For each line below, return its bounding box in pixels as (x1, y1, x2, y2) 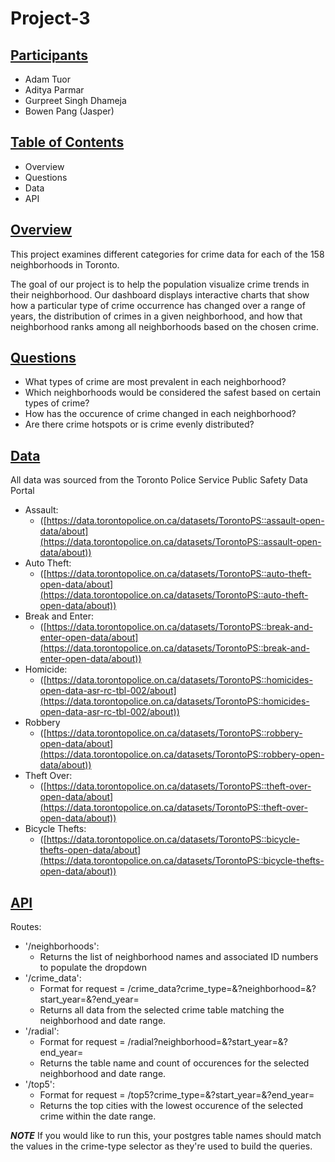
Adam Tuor (24, 73, 72, 85)
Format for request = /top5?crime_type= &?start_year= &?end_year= (39, 1089, 315, 1101)
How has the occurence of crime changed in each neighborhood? (24, 408, 297, 420)
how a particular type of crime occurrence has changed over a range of (10, 299, 306, 311)
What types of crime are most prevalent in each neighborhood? (24, 376, 287, 388)
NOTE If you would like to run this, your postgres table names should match (10, 1130, 322, 1142)
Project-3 (10, 7, 91, 30)
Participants (10, 47, 88, 64)
